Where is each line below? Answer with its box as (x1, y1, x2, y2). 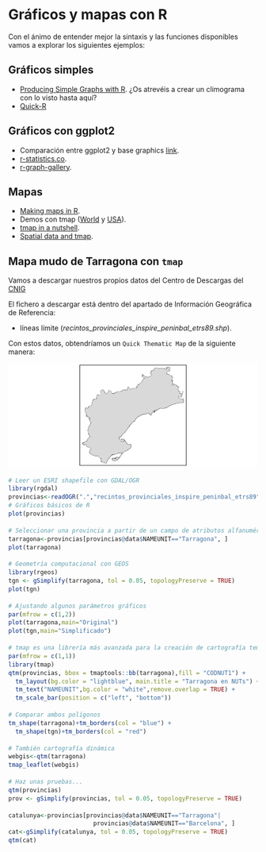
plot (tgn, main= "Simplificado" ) (8, 627, 112, 635)
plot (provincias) (8, 510, 66, 518)
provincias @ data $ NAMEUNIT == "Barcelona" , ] (93, 819, 236, 827)
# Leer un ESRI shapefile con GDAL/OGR (8, 476, 140, 484)
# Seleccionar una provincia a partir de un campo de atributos (8, 526, 225, 534)
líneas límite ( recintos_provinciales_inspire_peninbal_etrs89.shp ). (19, 323, 232, 333)
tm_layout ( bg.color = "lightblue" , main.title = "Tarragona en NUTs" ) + (15, 677, 260, 685)
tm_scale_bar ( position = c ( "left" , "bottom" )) (15, 694, 172, 702)
